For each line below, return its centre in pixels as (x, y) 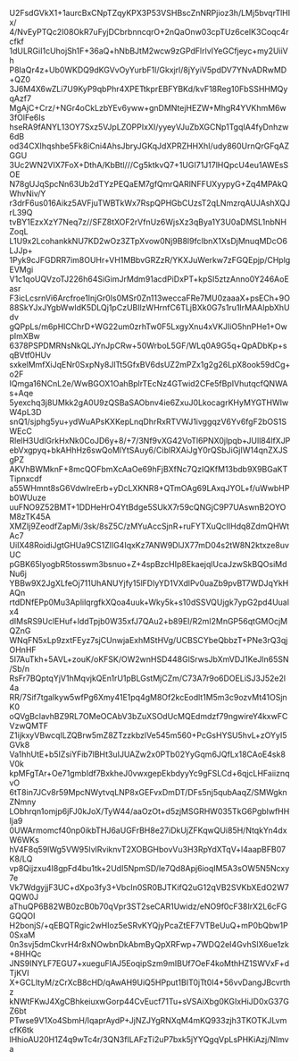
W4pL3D (25, 412)
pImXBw (25, 336)
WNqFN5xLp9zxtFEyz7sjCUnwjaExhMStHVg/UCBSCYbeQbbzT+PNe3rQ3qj (149, 640)
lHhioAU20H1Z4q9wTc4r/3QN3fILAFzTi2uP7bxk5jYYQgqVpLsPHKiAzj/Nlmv (149, 1040)
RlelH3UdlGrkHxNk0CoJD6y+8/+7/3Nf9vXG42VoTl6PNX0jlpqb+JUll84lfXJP (150, 441)
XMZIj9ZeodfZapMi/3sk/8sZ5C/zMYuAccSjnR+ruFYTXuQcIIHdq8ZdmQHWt (149, 526)
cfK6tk (21, 1030)
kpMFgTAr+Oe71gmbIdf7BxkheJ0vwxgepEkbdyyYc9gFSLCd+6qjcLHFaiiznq (149, 773)
